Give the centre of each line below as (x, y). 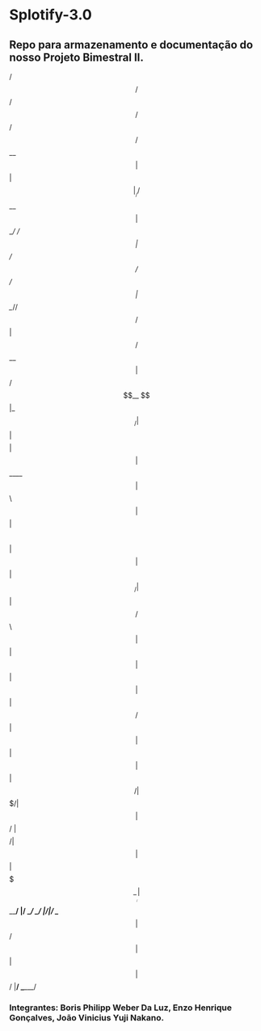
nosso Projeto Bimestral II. (77, 57)
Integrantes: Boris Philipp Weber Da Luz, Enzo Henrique (121, 1008)
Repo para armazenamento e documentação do (131, 45)
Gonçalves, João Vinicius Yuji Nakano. (87, 1017)
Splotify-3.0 (51, 15)
